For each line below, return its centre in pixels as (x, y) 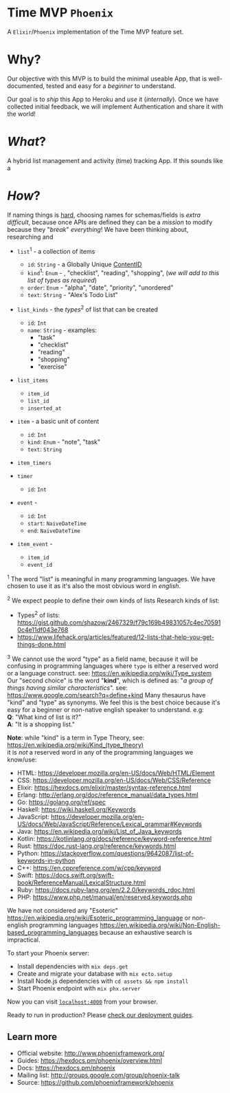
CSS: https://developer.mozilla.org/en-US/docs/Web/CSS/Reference (114, 780)
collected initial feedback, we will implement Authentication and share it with (115, 106)
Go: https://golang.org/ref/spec (61, 802)
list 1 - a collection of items (56, 250)
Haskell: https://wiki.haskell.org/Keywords (76, 810)
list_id (38, 401)
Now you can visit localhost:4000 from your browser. (82, 1002)
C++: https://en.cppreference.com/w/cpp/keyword (89, 868)
